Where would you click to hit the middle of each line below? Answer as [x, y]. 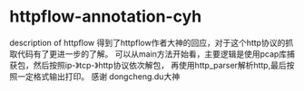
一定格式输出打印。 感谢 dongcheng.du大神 [98, 76]
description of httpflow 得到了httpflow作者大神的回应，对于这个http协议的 [147, 42]
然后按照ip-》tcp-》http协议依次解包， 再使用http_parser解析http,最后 [160, 65]
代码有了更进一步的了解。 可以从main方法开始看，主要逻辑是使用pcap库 [152, 54]
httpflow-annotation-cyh [106, 17]
